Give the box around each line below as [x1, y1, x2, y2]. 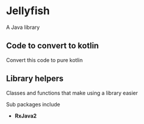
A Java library [6, 24, 40, 31]
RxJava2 [14, 112, 37, 119]
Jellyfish [6, 4, 50, 18]
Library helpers [6, 74, 64, 84]
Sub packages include [6, 100, 61, 107]
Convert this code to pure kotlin [6, 56, 83, 63]
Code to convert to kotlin [6, 41, 99, 51]
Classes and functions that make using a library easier [6, 89, 138, 96]
